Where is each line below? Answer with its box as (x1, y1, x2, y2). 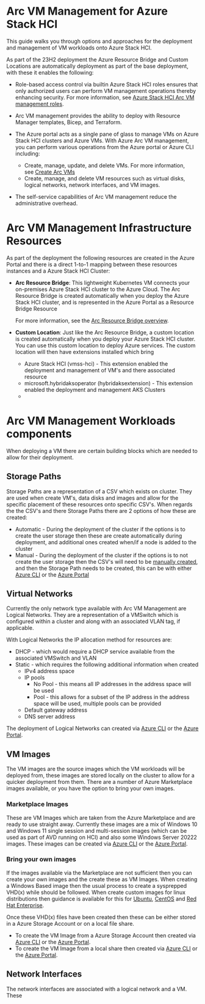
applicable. (6, 624, 34, 632)
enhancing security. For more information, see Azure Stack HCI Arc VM (15, 94, 195, 101)
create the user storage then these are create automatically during (15, 532, 182, 539)
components (6, 427, 72, 441)
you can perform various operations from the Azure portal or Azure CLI (15, 143, 194, 150)
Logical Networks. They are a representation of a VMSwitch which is (6, 611, 179, 619)
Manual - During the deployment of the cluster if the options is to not (15, 552, 188, 559)
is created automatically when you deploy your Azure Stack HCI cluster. (15, 335, 196, 342)
